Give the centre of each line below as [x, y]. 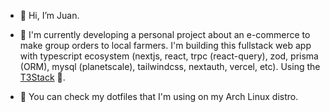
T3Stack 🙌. [42, 77]
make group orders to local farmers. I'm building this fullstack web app [165, 45]
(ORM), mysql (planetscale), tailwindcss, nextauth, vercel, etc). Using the [170, 66]
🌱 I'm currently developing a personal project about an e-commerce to [165, 34]
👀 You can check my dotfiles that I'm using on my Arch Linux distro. [159, 96]
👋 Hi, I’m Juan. [49, 15]
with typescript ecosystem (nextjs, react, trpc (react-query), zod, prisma [169, 56]
